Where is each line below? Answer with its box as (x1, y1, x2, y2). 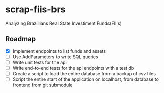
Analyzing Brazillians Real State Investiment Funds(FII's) (5, 20, 122, 26)
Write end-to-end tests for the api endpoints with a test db (12, 65, 134, 71)
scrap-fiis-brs (5, 4, 66, 15)
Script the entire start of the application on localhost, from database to (12, 76, 159, 82)
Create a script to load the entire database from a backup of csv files (12, 71, 156, 76)
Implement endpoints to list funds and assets (12, 48, 106, 54)
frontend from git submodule (12, 82, 73, 88)
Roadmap (5, 35, 36, 43)
